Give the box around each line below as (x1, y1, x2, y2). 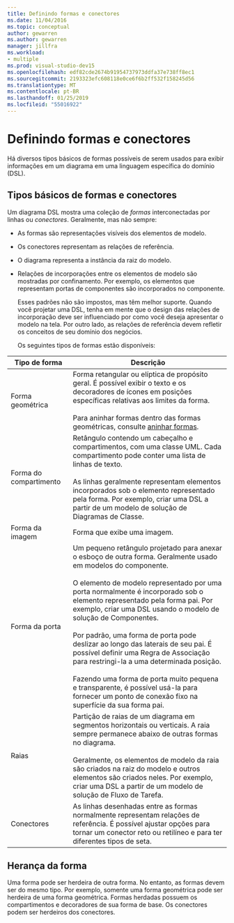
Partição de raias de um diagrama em (72, 711, 195, 721)
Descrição (130, 357, 166, 367)
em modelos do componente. (72, 560, 169, 570)
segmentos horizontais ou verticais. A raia (72, 720, 210, 730)
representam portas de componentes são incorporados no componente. (17, 284, 225, 293)
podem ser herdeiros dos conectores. (7, 908, 116, 917)
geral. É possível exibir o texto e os (72, 378, 187, 387)
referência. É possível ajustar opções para (72, 818, 210, 828)
